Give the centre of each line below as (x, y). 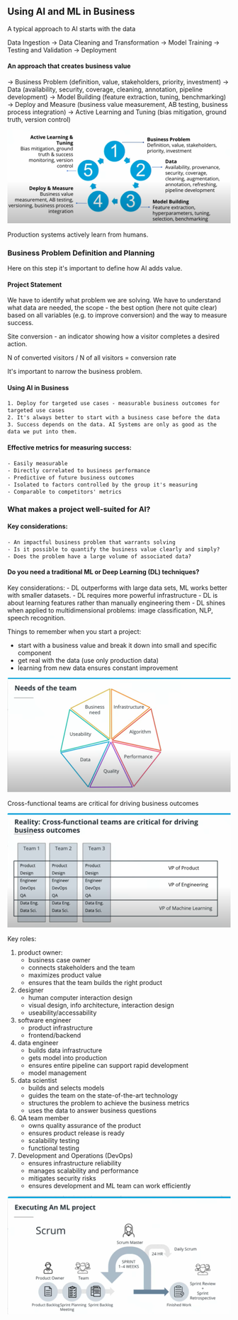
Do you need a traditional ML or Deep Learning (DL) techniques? (103, 572)
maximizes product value (65, 975)
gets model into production (68, 1058)
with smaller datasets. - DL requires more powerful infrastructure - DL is (113, 595)
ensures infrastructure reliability (75, 1163)
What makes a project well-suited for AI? (79, 509)
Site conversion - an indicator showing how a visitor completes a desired (113, 336)
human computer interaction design (80, 998)
